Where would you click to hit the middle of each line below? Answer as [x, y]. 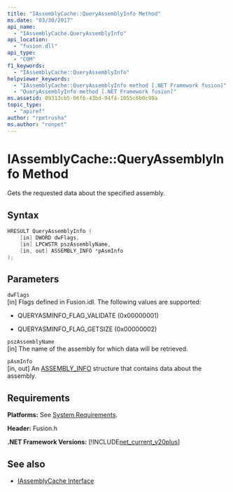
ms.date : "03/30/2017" [40, 20]
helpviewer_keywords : [39, 79]
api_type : [22, 53]
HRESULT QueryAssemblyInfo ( [50, 232]
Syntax [23, 215]
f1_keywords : [26, 66]
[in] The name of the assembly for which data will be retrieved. [98, 349]
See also [26, 464]
